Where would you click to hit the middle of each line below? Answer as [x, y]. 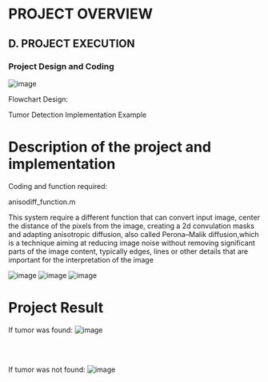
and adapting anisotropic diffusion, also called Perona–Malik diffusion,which [134, 234]
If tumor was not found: [47, 369]
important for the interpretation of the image [81, 259]
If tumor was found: [41, 330]
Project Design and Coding [61, 66]
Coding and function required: [58, 186]
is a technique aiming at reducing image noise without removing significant [132, 243]
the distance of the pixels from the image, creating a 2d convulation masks [131, 226]
